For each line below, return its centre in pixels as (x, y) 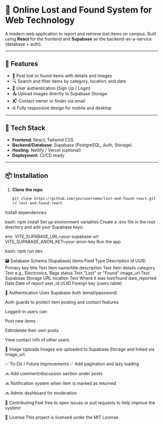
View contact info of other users (37, 340)
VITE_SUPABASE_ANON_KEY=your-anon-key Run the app (63, 242)
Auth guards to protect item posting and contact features (62, 302)
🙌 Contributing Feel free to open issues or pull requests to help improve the (80, 403)
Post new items (20, 321)
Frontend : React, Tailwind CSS (43, 140)
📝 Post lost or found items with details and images (62, 75)
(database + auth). (24, 44)
